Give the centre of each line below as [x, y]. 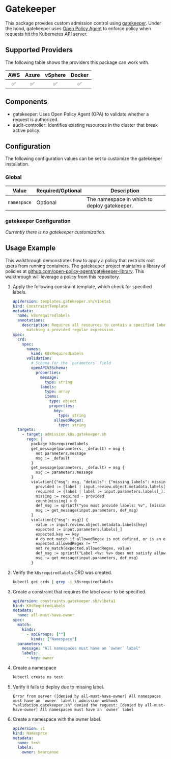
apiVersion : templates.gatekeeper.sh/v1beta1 [62, 301]
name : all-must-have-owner [46, 615]
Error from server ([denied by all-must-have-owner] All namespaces [87, 696]
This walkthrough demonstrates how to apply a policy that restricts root [80, 260]
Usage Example [31, 248]
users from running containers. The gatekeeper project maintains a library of [85, 266]
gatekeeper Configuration [38, 221]
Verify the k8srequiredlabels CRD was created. [62, 572]
